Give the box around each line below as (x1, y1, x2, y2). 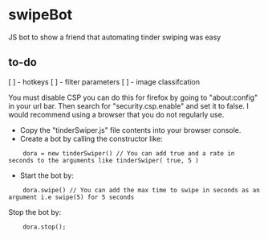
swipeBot (8, 6, 73, 24)
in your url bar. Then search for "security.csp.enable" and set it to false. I (8, 101, 249, 110)
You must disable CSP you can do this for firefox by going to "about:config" (8, 93, 258, 102)
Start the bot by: (19, 171, 74, 180)
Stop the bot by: (8, 207, 62, 216)
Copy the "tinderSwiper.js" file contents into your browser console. (19, 125, 242, 134)
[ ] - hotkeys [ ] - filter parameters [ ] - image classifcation (8, 76, 201, 86)
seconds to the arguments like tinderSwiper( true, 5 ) (8, 156, 199, 164)
